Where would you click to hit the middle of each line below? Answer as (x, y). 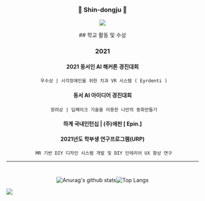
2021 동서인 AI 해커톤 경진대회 (103, 66)
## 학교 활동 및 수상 (103, 35)
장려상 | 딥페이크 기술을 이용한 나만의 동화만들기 (104, 110)
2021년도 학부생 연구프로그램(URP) (103, 139)
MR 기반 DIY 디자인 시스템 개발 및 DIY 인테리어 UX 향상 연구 (104, 153)
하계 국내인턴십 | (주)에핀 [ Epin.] (103, 124)
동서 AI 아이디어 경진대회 (103, 95)
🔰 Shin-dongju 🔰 (102, 10)
